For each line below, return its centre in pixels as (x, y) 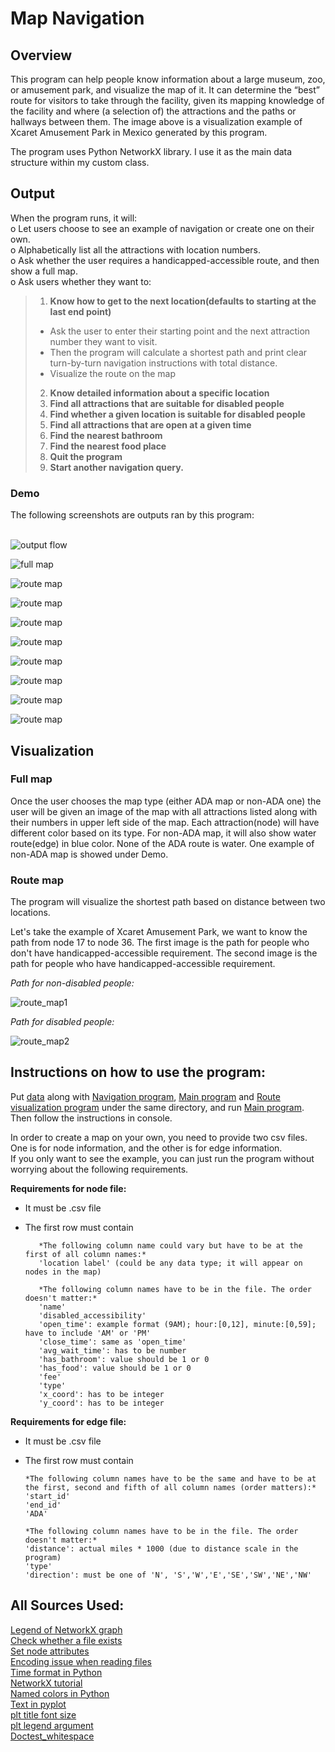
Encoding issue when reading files (81, 1661)
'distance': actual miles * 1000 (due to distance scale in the (161, 1548)
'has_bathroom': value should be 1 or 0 (124, 1359)
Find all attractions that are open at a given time (150, 424)
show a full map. (44, 271)
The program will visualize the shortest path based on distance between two (168, 902)
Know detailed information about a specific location (159, 393)
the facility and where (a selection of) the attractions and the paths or (153, 111)
